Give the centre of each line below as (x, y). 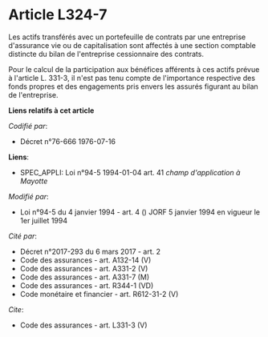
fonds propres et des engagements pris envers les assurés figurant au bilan (133, 86)
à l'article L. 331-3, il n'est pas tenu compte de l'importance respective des (132, 78)
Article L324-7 (58, 15)
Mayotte (34, 181)
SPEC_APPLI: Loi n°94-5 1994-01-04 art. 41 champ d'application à (130, 172)
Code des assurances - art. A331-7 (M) (85, 277)
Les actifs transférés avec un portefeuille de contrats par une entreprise (127, 37)
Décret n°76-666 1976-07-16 (68, 141)
